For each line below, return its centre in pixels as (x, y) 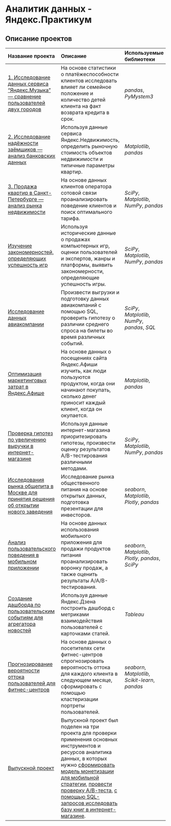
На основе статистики (88, 68)
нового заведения (30, 512)
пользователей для (32, 683)
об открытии (23, 505)
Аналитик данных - (49, 9)
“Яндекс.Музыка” (29, 90)
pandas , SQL (140, 327)
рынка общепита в (31, 486)
